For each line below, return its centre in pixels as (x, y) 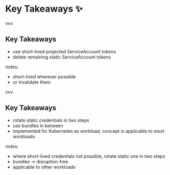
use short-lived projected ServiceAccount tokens (64, 51)
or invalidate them (32, 82)
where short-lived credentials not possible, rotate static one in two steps (89, 156)
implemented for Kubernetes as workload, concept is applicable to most (88, 131)
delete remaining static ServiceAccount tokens (62, 57)
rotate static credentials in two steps (51, 120)
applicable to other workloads (44, 167)
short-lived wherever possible (44, 76)
